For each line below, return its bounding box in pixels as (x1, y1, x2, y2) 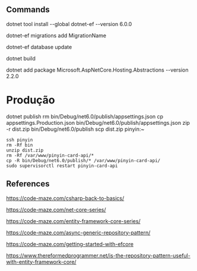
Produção (6, 93, 55, 107)
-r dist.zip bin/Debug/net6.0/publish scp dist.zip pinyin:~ (6, 125, 145, 133)
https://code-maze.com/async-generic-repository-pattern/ (6, 229, 151, 236)
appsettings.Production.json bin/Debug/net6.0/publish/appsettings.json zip (6, 119, 190, 126)
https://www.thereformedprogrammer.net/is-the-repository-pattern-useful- (6, 251, 191, 259)
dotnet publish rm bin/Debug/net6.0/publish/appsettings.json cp (6, 112, 164, 120)
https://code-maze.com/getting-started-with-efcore (6, 240, 134, 247)
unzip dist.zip (6, 147, 44, 153)
